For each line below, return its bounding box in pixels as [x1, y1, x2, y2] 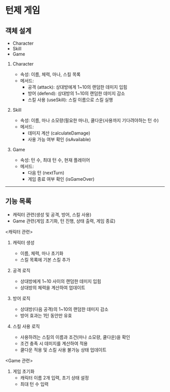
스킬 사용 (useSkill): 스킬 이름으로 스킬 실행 [27, 97, 113, 103]
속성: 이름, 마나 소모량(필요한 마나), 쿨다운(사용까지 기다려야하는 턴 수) [20, 117, 159, 123]
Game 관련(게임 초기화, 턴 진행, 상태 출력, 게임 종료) [12, 218, 116, 224]
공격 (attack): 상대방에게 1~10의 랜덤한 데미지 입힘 [27, 84, 127, 90]
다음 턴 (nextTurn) [27, 170, 65, 176]
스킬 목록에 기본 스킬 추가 [20, 256, 71, 263]
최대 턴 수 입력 [20, 381, 49, 387]
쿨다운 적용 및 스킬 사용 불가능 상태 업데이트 [20, 346, 107, 353]
